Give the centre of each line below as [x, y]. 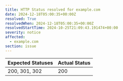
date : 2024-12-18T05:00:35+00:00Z [41, 14]
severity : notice [23, 32]
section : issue [21, 46]
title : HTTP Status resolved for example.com [53, 10]
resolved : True [21, 19]
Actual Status [74, 63]
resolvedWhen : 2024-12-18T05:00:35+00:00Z [49, 23]
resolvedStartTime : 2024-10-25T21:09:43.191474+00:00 [62, 28]
